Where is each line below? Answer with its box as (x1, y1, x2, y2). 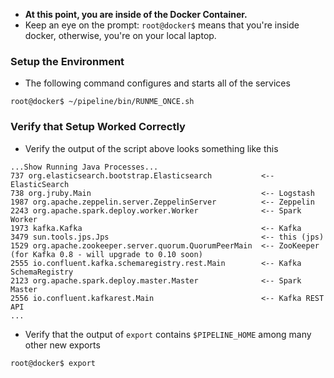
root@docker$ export (10, 358, 97, 368)
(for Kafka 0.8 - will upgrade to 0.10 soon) (10, 249, 203, 259)
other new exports (24, 339, 101, 351)
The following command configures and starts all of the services (24, 77, 291, 89)
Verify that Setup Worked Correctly (10, 120, 186, 134)
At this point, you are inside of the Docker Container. (24, 9, 248, 20)
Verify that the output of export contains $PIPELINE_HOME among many (24, 328, 312, 340)
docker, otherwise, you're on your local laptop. (24, 30, 217, 41)
